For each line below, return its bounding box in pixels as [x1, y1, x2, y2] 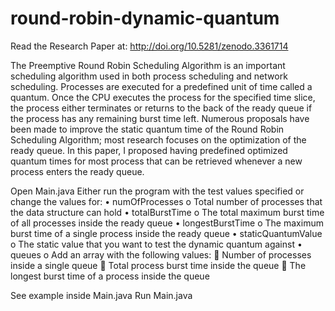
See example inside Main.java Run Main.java [10, 289, 193, 301]
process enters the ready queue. [10, 165, 145, 177]
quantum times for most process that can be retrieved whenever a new [10, 155, 303, 167]
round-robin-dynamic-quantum [10, 7, 280, 30]
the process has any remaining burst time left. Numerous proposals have [10, 112, 310, 124]
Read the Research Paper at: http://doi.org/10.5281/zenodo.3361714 [10, 40, 289, 52]
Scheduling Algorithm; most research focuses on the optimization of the [10, 133, 307, 146]
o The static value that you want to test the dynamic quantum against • [10, 238, 303, 250]
